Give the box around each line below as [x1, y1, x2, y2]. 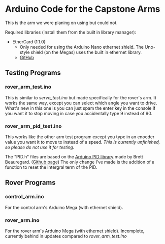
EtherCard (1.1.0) [12, 38, 46, 45]
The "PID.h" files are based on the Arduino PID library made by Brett [5, 153, 144, 159]
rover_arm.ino [5, 216, 40, 223]
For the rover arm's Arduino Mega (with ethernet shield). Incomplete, [5, 228, 145, 234]
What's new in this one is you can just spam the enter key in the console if [5, 105, 156, 111]
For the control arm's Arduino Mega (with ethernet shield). [5, 204, 123, 210]
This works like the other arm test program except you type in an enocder [5, 134, 155, 140]
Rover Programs [5, 179, 56, 187]
